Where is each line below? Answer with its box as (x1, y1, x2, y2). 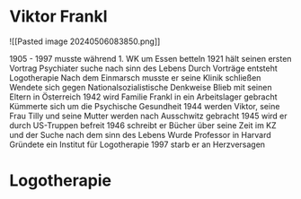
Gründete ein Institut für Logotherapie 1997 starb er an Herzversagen (9, 139, 266, 150)
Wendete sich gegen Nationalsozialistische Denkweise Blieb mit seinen (9, 82, 272, 92)
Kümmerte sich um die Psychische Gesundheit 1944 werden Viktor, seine (9, 100, 280, 111)
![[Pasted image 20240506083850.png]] (9, 36, 161, 47)
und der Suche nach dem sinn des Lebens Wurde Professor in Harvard (9, 129, 271, 140)
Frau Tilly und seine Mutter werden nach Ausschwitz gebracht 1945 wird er (9, 110, 288, 121)
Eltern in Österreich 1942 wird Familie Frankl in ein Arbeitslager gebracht (9, 91, 278, 102)
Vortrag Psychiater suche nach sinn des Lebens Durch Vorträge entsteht (9, 63, 279, 74)
